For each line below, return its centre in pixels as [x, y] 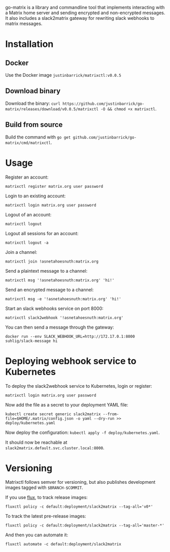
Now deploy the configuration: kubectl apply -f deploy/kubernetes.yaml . [82, 432]
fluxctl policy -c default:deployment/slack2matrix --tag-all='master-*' [85, 526]
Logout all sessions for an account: [42, 233]
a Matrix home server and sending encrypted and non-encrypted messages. [85, 13]
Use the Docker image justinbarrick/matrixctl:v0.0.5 [63, 75]
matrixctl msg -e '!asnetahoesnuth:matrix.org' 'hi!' [63, 299]
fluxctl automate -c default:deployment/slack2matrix [63, 544]
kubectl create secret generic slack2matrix [53, 414]
